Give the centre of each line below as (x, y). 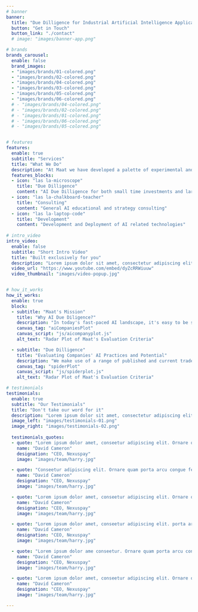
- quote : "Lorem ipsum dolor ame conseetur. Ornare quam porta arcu (97, 551)
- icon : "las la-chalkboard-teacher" (58, 197)
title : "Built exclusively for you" (56, 257)
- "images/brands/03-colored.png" (54, 88)
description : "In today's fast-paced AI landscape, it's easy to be (103, 323)
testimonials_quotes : (38, 437)
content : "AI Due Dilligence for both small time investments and (100, 192)
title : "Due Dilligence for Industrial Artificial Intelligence (92, 22)
